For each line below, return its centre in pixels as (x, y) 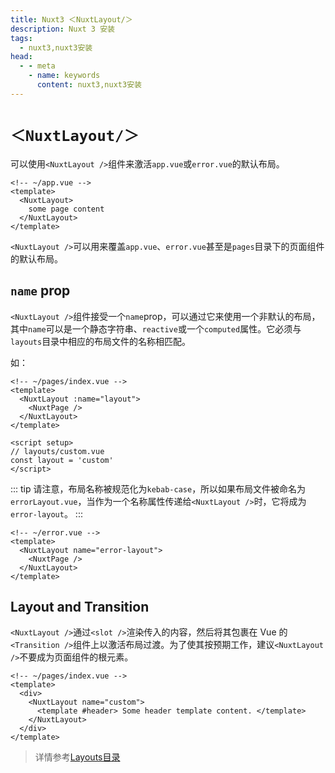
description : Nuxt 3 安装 (62, 29)
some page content (66, 209)
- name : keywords (64, 76)
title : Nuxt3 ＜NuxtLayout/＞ (71, 19)
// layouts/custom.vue (57, 451)
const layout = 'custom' (62, 460)
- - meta (37, 66)
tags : (21, 38)
